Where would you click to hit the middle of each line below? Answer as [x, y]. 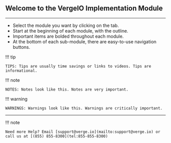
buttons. [21, 47]
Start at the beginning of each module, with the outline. [70, 31]
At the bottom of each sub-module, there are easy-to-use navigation [84, 41]
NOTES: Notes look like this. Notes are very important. [67, 89]
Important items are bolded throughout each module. [68, 36]
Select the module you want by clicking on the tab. [66, 25]
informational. [21, 71]
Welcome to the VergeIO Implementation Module [84, 8]
